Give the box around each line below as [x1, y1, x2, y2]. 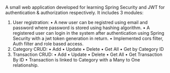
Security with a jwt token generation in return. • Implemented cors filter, [12, 35, 164, 41]
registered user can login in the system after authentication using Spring [12, 30, 164, 36]
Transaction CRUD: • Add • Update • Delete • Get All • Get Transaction [12, 51, 163, 57]
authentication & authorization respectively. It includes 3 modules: [5, 10, 144, 16]
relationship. [12, 62, 39, 68]
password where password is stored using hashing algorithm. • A [12, 25, 150, 31]
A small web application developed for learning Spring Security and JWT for [5, 5, 165, 10]
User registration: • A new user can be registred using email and [12, 20, 148, 25]
